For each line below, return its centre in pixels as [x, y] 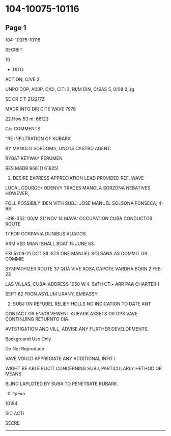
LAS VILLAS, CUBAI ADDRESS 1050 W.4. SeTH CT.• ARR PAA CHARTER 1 [82, 284]
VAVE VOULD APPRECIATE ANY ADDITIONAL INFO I [60, 359]
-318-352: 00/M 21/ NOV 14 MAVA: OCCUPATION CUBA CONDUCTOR [79, 219]
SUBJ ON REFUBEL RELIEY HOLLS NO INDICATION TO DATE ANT [82, 304]
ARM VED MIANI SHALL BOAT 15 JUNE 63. [50, 243]
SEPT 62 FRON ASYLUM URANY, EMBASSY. [52, 294]
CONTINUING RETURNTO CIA [37, 319]
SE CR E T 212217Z [25, 99]
